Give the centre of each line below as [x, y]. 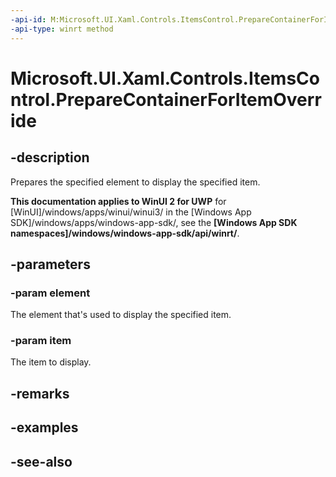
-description [50, 157]
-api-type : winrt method [62, 29]
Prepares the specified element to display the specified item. [135, 182]
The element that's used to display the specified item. [121, 315]
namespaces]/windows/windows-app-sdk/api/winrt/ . [125, 233]
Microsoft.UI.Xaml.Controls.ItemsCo [165, 78]
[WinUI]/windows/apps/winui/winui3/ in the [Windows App [131, 212]
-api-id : [28, 19]
